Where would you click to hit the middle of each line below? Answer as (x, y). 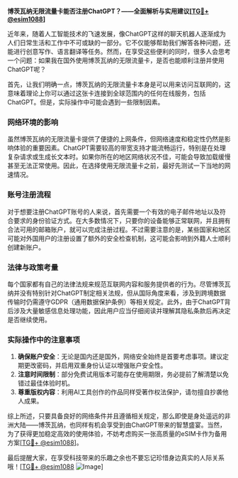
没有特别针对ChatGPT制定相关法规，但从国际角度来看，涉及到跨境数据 (123, 293)
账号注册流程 (29, 195)
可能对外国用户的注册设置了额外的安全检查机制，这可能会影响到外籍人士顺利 (119, 238)
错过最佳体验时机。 (46, 384)
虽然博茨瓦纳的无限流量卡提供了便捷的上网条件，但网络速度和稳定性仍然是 (116, 139)
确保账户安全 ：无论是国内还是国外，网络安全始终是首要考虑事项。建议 (120, 357)
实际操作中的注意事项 (44, 340)
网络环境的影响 (33, 122)
